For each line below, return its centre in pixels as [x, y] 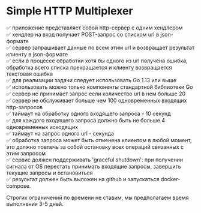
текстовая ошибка [29, 74]
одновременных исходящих [42, 127]
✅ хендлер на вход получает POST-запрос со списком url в [83, 34]
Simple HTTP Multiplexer [70, 11]
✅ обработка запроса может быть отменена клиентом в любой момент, [99, 140]
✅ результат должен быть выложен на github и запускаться [83, 179]
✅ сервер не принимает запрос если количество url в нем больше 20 [96, 94]
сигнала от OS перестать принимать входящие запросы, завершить [94, 166]
